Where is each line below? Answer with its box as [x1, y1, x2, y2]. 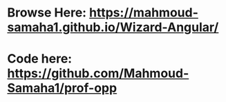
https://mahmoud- [88, 5, 199, 21]
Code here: [7, 51, 73, 67]
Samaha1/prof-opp [7, 81, 117, 96]
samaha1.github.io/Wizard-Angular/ [7, 19, 219, 35]
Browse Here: [7, 5, 87, 21]
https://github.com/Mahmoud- [7, 65, 189, 81]
